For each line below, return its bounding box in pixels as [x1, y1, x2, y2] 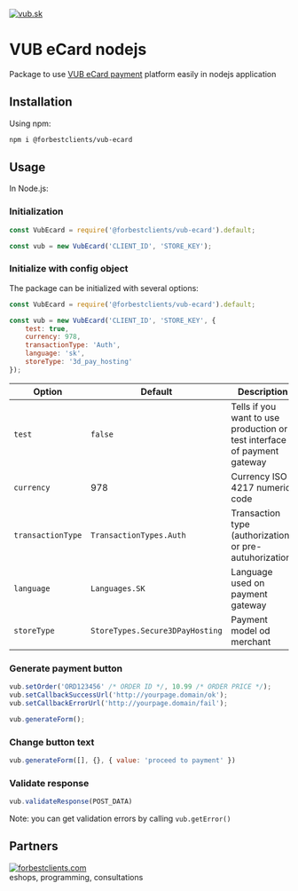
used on [231, 577, 265, 589]
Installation [9, 94, 73, 110]
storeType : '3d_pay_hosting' [25, 358, 133, 367]
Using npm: [9, 118, 51, 129]
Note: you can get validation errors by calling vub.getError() [9, 813, 231, 824]
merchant [231, 635, 271, 648]
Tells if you [231, 400, 277, 413]
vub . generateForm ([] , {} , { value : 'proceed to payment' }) [9, 755, 237, 765]
